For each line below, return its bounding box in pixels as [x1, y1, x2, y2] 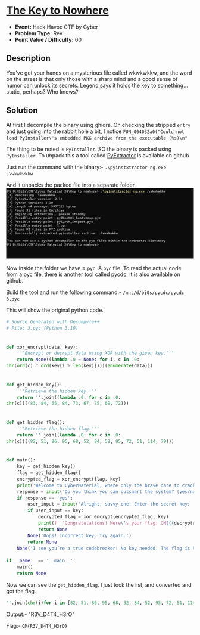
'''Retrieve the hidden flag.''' [17, 426, 100, 432]
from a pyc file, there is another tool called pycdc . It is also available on [6, 271, 180, 278]
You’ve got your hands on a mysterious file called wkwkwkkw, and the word [6, 69, 192, 76]
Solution [6, 106, 38, 116]
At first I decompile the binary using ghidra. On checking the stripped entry [6, 121, 190, 128]
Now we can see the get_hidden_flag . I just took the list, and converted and [6, 581, 192, 588]
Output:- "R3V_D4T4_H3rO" [6, 611, 75, 618]
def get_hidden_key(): [6, 382, 62, 388]
